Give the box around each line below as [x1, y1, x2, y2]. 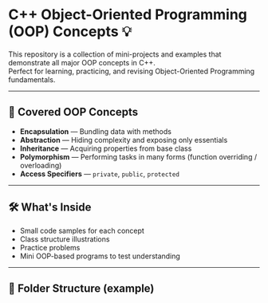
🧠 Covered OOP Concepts [8, 105, 139, 119]
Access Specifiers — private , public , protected [19, 169, 179, 179]
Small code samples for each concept [19, 226, 145, 235]
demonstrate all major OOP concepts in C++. [8, 57, 156, 67]
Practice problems [19, 242, 81, 252]
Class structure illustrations [19, 234, 110, 244]
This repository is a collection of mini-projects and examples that [8, 49, 222, 59]
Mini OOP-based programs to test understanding [19, 251, 181, 261]
